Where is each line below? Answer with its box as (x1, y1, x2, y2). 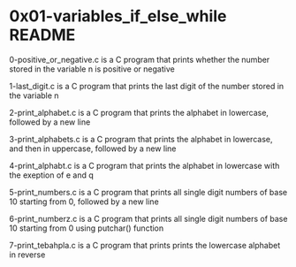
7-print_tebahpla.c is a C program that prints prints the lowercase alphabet (9, 240, 281, 250)
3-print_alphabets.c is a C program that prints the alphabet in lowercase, (9, 133, 273, 144)
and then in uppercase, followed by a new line (9, 143, 177, 154)
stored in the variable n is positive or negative (9, 64, 175, 74)
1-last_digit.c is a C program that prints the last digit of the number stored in (9, 80, 285, 91)
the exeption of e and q (9, 170, 95, 180)
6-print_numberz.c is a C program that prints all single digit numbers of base (9, 213, 288, 224)
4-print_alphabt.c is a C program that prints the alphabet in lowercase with (9, 160, 280, 171)
